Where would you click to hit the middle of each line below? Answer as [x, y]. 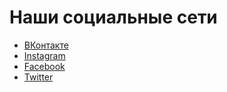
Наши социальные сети [113, 17]
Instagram [44, 55]
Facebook [44, 66]
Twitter [38, 77]
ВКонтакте [46, 45]
